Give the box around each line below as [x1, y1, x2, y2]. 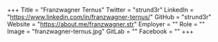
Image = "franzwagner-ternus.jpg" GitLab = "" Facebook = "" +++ [7, 27, 194, 35]
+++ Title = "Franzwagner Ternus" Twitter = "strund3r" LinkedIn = [7, 6, 194, 14]
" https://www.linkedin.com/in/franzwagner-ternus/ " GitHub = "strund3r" [7, 13, 212, 21]
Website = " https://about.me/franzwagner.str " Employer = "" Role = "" [7, 20, 206, 28]
